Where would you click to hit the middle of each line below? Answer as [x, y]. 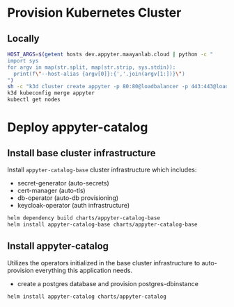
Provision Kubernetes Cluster [94, 13]
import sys [23, 60]
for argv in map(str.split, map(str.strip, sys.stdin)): [92, 67]
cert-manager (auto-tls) [51, 190]
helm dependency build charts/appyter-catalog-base [84, 218]
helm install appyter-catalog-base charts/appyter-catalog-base [102, 224]
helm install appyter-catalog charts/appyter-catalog [87, 297]
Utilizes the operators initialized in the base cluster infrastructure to [104, 263]
